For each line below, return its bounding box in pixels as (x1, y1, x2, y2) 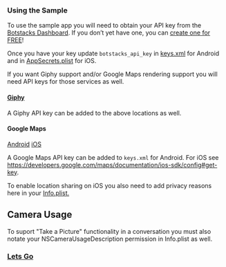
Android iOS (7, 140, 41, 148)
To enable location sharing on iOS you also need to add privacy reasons (7, 181, 212, 190)
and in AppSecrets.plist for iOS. (7, 57, 97, 65)
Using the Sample (7, 6, 68, 15)
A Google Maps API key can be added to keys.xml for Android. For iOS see (7, 153, 219, 161)
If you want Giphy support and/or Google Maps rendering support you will (7, 70, 218, 78)
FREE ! (7, 36, 24, 44)
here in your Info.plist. (7, 189, 70, 197)
